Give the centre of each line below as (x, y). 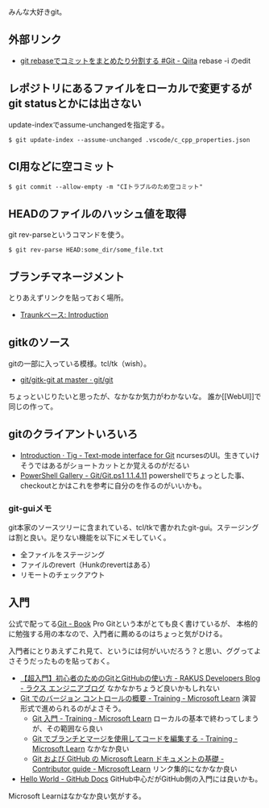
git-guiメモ (30, 508)
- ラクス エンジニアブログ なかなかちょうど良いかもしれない (120, 688)
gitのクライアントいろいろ (73, 434)
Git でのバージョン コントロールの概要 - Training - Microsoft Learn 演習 (138, 698)
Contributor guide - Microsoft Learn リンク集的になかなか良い (134, 768)
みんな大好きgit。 (37, 12)
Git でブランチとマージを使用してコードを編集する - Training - (135, 738)
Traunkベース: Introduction (64, 315)
